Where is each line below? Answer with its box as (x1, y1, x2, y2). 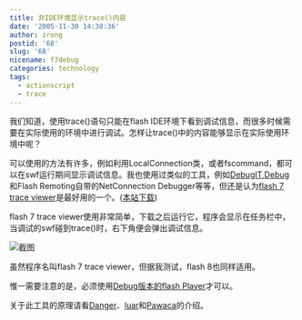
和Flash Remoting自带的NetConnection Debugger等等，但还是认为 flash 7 (9, 180, 285, 191)
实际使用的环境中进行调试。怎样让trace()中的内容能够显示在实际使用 (25, 126, 282, 137)
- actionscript (17, 81, 75, 90)
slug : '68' (9, 47, 51, 56)
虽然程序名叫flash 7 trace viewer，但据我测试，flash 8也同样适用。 (9, 261, 261, 272)
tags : (9, 73, 30, 82)
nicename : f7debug (9, 55, 79, 65)
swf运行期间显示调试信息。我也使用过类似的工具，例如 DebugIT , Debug (25, 169, 289, 180)
